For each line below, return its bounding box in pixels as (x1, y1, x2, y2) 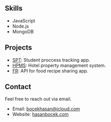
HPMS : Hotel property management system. (12, 62, 106, 68)
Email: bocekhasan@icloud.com (12, 106, 80, 112)
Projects (5, 43, 32, 52)
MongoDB (12, 28, 34, 35)
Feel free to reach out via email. (5, 96, 72, 102)
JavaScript (12, 17, 35, 23)
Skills (5, 4, 23, 13)
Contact (5, 83, 31, 91)
